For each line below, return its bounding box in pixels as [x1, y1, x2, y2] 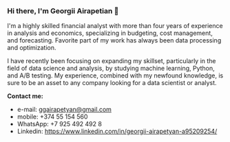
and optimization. [7, 44, 56, 52]
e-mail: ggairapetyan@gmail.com [17, 106, 112, 114]
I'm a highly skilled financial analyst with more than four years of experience [7, 22, 223, 30]
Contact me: [7, 92, 43, 100]
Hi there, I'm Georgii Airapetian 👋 [7, 6, 119, 16]
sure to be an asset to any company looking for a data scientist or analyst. [7, 79, 217, 87]
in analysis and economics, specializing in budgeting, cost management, [7, 29, 213, 37]
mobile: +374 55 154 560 [17, 113, 88, 121]
